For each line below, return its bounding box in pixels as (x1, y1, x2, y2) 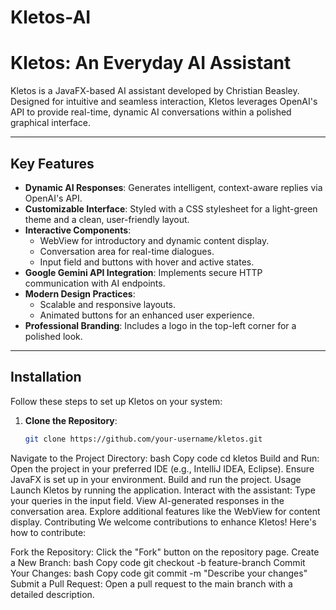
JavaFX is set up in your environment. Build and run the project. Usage (10, 473, 302, 485)
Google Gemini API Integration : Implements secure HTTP (24, 266, 263, 278)
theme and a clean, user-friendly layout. (24, 213, 190, 225)
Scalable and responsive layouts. (39, 298, 177, 310)
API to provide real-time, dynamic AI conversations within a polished (10, 106, 292, 118)
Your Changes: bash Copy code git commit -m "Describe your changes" (10, 567, 308, 579)
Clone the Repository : (24, 414, 118, 426)
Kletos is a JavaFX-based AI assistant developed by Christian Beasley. (10, 85, 300, 97)
